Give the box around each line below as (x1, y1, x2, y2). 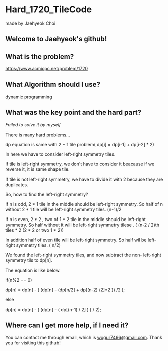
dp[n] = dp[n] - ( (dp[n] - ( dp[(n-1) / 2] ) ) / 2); (5, 306, 102, 312)
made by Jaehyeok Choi (5, 20, 56, 26)
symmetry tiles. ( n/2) (16, 242, 61, 248)
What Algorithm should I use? (5, 80, 101, 89)
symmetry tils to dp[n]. (5, 257, 52, 264)
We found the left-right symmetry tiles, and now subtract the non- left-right (5, 252, 161, 258)
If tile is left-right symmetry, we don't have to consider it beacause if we (5, 161, 155, 167)
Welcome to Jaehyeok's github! (5, 35, 107, 43)
